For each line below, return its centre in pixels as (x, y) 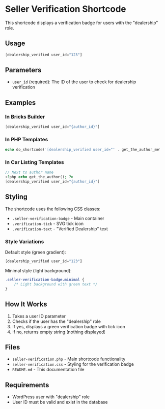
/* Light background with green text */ (56, 284)
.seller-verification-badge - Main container (58, 218)
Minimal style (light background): (39, 271)
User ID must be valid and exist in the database (60, 402)
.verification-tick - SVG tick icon (48, 223)
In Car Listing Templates (35, 162)
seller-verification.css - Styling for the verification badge (73, 364)
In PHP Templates (27, 139)
